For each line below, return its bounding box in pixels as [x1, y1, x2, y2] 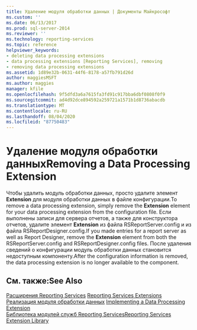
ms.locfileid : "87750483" [6, 119, 70, 125]
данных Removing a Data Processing [6, 157, 190, 171]
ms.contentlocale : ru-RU [6, 108, 67, 114]
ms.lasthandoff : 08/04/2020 [6, 113, 76, 119]
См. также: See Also [6, 276, 83, 286]
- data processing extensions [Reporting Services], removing [6, 58, 163, 64]
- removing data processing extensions [6, 64, 105, 70]
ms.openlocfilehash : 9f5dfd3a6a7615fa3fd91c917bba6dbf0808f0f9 [6, 91, 166, 97]
